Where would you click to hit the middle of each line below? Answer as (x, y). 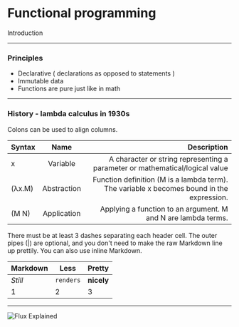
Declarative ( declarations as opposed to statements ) (96, 73)
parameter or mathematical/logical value (160, 167)
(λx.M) (22, 188)
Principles (25, 58)
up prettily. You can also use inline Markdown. (75, 250)
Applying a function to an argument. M (164, 209)
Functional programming (82, 13)
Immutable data (41, 81)
